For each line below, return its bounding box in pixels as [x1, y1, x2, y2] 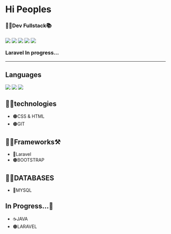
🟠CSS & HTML [12, 113, 45, 119]
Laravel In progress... [5, 49, 60, 57]
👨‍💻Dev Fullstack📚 [5, 22, 52, 29]
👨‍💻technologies [5, 99, 57, 108]
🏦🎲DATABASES [5, 173, 54, 182]
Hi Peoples [5, 4, 52, 15]
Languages [5, 70, 42, 80]
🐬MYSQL [12, 187, 32, 193]
